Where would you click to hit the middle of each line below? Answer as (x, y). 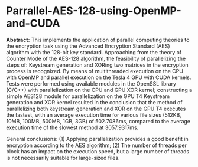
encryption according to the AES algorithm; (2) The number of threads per (97, 145)
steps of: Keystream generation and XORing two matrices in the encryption (97, 65)
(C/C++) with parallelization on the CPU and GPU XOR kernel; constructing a (99, 90)
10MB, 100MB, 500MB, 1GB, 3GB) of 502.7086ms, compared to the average (98, 121)
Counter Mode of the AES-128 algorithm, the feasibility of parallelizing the (96, 58)
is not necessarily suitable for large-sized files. (63, 158)
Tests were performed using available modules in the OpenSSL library (91, 83)
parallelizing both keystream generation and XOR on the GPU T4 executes (96, 109)
